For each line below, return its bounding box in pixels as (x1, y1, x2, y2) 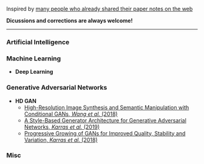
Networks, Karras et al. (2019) (24, 123, 100, 130)
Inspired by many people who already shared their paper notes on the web (6, 5, 193, 12)
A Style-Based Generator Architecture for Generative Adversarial (24, 116, 187, 124)
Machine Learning (6, 54, 61, 63)
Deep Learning (15, 68, 53, 76)
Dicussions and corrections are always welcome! (6, 17, 133, 24)
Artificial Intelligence (6, 38, 70, 46)
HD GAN (15, 97, 36, 104)
